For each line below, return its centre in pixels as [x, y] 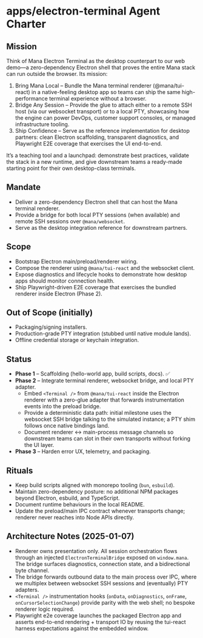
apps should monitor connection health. [65, 281]
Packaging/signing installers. [51, 327]
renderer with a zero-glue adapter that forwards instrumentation [104, 400]
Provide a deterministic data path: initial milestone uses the [98, 413]
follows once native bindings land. [67, 426]
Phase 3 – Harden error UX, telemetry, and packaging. [83, 452]
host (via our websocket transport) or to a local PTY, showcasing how [102, 111]
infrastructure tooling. [42, 124]
